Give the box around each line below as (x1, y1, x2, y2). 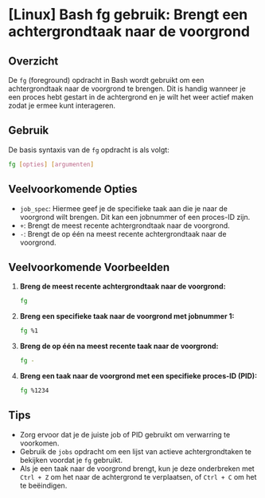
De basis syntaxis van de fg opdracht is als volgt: (8, 145, 170, 155)
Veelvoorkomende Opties (8, 182, 138, 196)
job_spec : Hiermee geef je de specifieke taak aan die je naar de (19, 203, 228, 213)
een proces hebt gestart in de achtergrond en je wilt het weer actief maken (8, 92, 254, 101)
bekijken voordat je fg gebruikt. (19, 455, 123, 465)
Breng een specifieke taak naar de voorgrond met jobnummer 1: (19, 312, 235, 321)
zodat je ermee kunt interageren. (8, 101, 115, 110)
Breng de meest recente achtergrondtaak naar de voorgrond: (19, 281, 226, 292)
